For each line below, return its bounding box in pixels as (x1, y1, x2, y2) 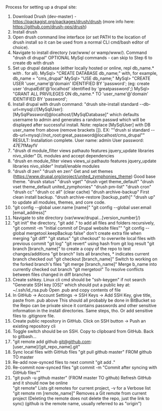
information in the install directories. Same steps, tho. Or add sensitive (12, 308, 153, 313)
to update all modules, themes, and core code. (12, 199, 106, 205)
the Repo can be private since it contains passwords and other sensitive (12, 303, 157, 308)
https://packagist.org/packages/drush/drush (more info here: (12, 19, 135, 24)
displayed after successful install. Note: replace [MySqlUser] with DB (12, 122, 151, 128)
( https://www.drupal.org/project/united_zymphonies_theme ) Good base (12, 173, 156, 179)
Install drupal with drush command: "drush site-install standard (12, 102, 139, 107)
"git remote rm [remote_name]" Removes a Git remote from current (12, 391, 147, 396)
